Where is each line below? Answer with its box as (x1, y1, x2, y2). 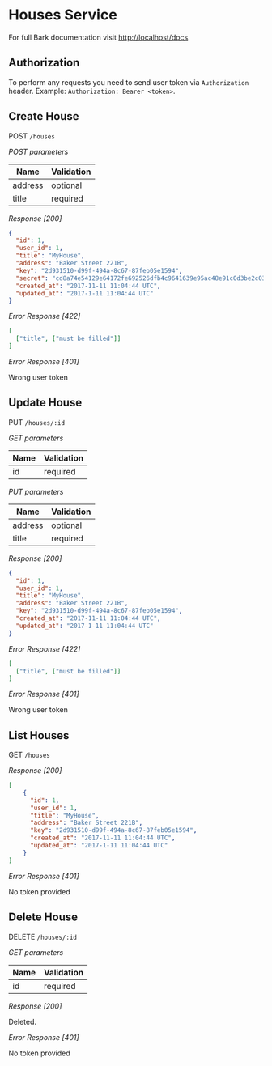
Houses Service (8, 6, 117, 24)
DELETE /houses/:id (8, 932, 77, 941)
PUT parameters (8, 486, 64, 496)
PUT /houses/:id (8, 417, 66, 427)
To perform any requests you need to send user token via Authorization (8, 77, 249, 87)
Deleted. (8, 1017, 37, 1026)
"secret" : (15, 274, 49, 282)
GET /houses (8, 750, 50, 760)
